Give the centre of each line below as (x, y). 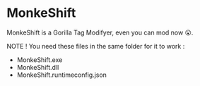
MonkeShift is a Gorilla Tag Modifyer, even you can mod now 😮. (100, 32)
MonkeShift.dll (38, 67)
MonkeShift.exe (40, 60)
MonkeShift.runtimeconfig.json (62, 75)
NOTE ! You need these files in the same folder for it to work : (96, 46)
